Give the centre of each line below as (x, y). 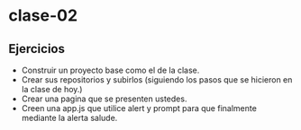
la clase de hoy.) (52, 89)
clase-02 (43, 16)
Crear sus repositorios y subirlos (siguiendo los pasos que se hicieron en (157, 80)
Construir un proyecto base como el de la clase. (110, 70)
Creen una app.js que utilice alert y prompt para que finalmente (139, 108)
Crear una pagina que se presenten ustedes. (104, 99)
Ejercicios (36, 49)
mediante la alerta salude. (69, 118)
